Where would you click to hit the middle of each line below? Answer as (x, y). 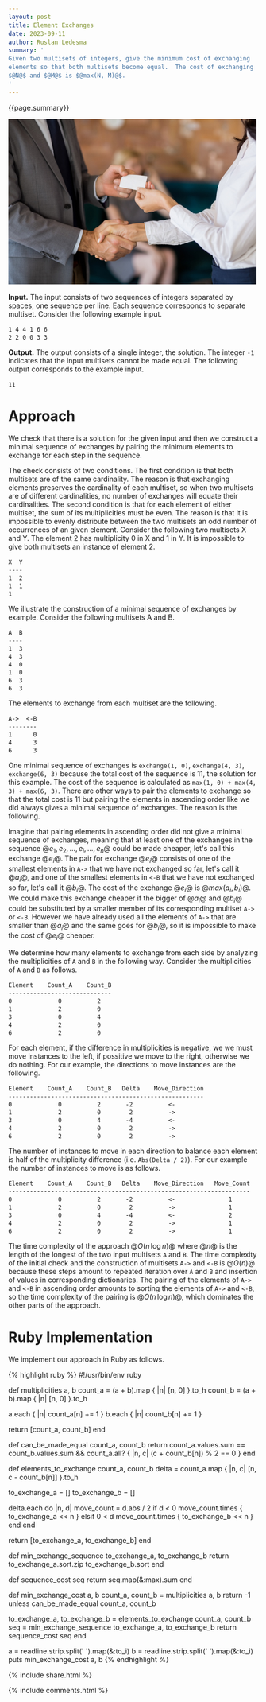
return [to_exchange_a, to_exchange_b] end (80, 1541)
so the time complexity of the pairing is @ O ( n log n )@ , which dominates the (131, 1297)
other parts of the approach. (54, 1305)
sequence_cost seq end (47, 1636)
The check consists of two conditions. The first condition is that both (121, 470)
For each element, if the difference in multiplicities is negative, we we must (130, 1048)
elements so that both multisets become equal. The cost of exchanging (131, 68)
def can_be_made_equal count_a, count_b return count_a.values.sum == (127, 1445)
